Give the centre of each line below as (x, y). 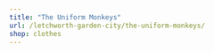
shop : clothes (36, 33)
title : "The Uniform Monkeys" (66, 17)
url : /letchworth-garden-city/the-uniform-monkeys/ (107, 26)
